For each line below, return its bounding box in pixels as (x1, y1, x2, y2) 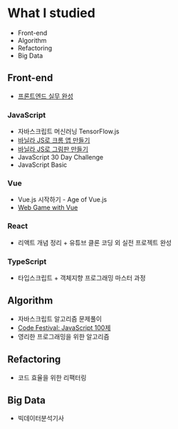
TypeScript (7, 257, 47, 267)
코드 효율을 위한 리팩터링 (17, 373, 87, 382)
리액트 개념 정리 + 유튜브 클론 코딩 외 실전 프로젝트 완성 (17, 238, 172, 247)
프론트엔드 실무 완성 (17, 91, 73, 100)
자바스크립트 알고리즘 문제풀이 (17, 314, 102, 323)
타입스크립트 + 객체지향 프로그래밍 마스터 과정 (17, 273, 146, 282)
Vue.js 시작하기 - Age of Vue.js (17, 195, 108, 204)
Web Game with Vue (17, 203, 78, 212)
